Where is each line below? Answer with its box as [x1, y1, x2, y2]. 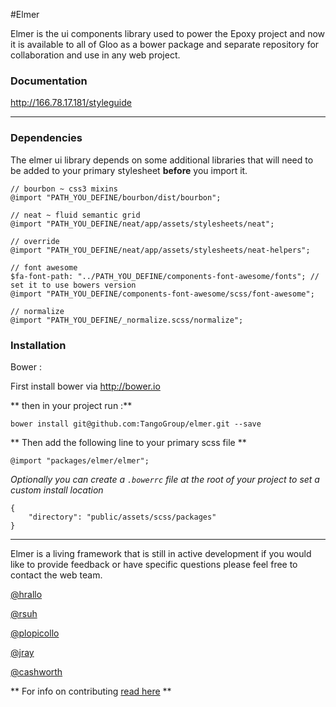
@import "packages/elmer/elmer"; [10, 455, 150, 466]
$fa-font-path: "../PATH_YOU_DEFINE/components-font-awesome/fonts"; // [10, 271, 320, 281]
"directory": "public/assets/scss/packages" [28, 512, 217, 522]
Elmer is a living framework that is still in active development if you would [10, 547, 312, 559]
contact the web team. [10, 569, 103, 581]
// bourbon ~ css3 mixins [10, 184, 118, 194]
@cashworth [10, 665, 63, 678]
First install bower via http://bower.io [10, 380, 161, 392]
